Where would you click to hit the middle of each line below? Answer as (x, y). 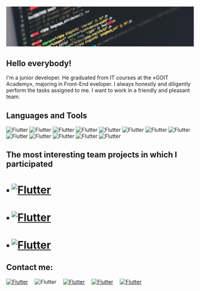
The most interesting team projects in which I (92, 155)
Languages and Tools (47, 115)
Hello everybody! (39, 63)
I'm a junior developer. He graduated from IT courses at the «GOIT (87, 78)
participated (29, 164)
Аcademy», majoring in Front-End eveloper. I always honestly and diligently (99, 84)
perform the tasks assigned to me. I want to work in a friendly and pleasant (98, 91)
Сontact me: (30, 267)
